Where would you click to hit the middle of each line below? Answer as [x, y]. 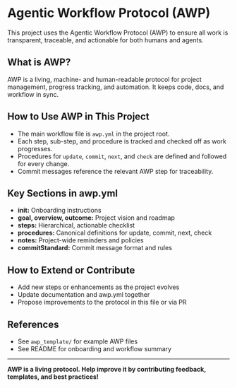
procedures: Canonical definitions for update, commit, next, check [115, 233]
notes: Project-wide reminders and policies [80, 240]
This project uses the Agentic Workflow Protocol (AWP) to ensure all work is [118, 33]
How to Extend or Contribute [71, 270]
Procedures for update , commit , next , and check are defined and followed [122, 156]
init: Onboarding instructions [59, 211]
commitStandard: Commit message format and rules [95, 248]
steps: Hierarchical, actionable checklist [76, 225]
